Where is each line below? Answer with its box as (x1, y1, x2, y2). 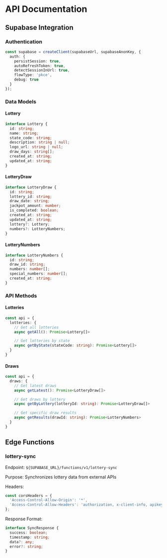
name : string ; (9, 131, 39, 136)
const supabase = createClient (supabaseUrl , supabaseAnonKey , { (5, 49, 141, 54)
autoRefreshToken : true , (14, 63, 66, 68)
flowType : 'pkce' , (14, 73, 52, 78)
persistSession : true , (14, 59, 61, 64)
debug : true (14, 77, 39, 82)
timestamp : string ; (9, 535, 50, 540)
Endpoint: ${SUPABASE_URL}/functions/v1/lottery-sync (5, 464, 117, 470)
